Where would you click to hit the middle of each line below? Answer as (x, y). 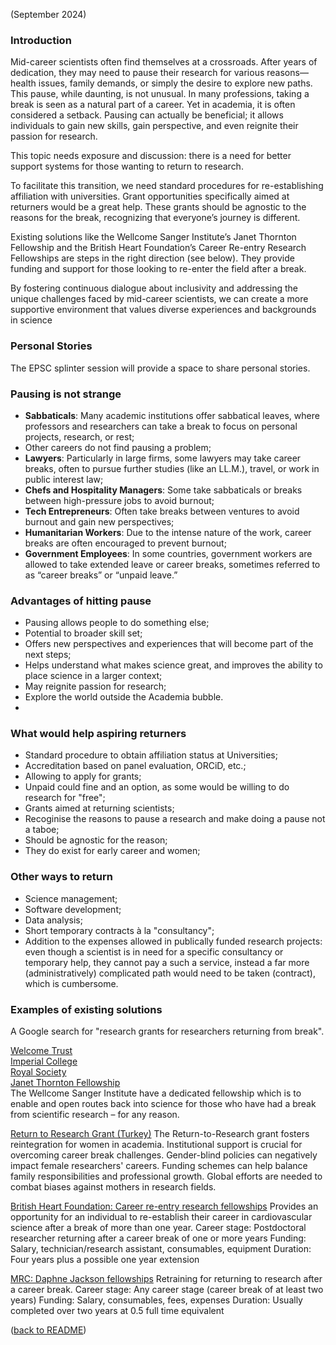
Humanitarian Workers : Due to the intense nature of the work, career (168, 532)
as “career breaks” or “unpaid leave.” (101, 575)
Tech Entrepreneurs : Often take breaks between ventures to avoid (162, 511)
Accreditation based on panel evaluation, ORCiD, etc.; (135, 766)
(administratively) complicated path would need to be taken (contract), (170, 973)
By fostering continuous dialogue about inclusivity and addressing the (154, 288)
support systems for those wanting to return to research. (127, 166)
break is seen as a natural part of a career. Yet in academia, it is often (153, 105)
